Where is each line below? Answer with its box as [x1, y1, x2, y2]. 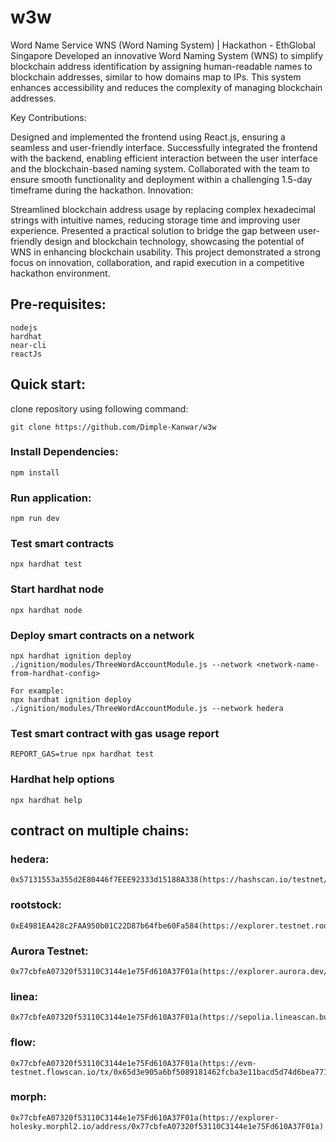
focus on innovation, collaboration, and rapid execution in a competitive [10, 256, 305, 268]
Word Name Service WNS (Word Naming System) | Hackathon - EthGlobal [10, 39, 316, 51]
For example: [10, 686, 65, 696]
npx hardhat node [10, 605, 83, 615]
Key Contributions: [10, 111, 87, 123]
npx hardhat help [10, 795, 83, 805]
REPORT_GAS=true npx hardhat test [10, 749, 155, 760]
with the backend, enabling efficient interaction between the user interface [10, 152, 318, 164]
